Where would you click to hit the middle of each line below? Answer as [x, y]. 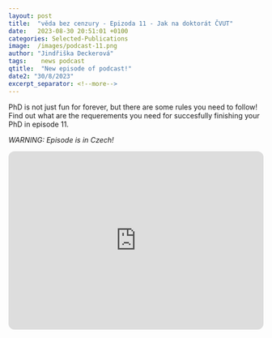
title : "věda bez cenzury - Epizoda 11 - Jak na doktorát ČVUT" [121, 24]
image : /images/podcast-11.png [63, 46]
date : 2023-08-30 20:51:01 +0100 [68, 31]
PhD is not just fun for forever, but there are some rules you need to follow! [133, 107]
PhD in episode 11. [38, 124]
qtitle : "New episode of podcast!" [70, 69]
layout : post [30, 16]
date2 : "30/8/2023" [41, 76]
